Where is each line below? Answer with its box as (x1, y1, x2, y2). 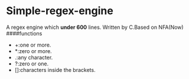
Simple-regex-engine (6, 4, 113, 18)
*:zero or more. (14, 47, 52, 54)
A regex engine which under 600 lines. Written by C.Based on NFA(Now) (6, 24, 184, 31)
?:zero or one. (14, 60, 49, 67)
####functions (6, 29, 43, 37)
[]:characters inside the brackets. (14, 66, 96, 73)
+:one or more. (14, 41, 51, 48)
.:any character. (14, 54, 53, 61)
